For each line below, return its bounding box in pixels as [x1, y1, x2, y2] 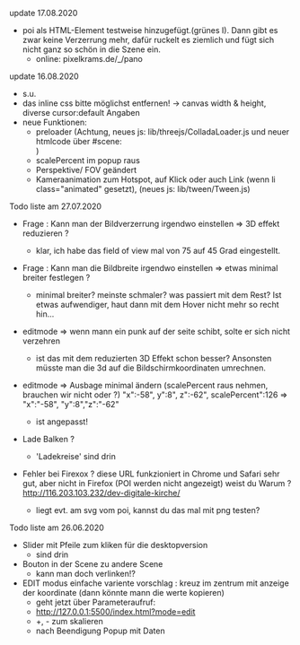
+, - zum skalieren [35, 616, 103, 626]
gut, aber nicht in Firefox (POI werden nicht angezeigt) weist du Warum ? [22, 478, 292, 488]
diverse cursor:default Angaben [22, 108, 141, 118]
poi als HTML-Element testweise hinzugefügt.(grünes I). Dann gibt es [22, 25, 278, 35]
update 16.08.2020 [9, 71, 79, 82]
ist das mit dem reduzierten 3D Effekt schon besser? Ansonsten [35, 353, 272, 363]
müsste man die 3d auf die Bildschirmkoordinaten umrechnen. [35, 362, 267, 373]
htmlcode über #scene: [35, 136, 123, 146]
